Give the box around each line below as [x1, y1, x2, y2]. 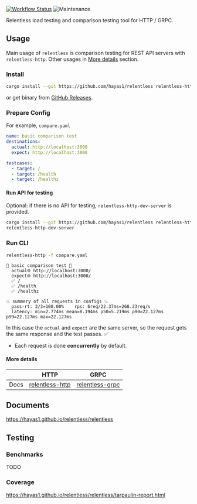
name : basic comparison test [6, 133, 77, 139]
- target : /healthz [11, 176, 59, 183]
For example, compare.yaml [6, 122, 70, 129]
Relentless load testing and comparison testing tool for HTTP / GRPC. [6, 17, 174, 23]
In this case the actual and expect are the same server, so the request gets [6, 324, 187, 331]
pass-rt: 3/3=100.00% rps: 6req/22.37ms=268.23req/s [11, 304, 151, 310]
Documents [6, 400, 50, 410]
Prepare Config [6, 108, 51, 116]
